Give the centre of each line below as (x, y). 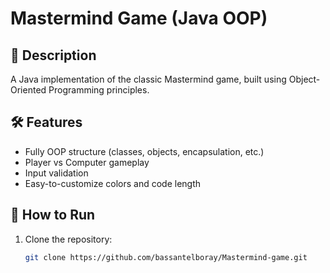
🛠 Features (46, 122)
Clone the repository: (68, 239)
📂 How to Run (53, 215)
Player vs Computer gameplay (87, 162)
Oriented (28, 90)
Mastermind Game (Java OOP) (139, 18)
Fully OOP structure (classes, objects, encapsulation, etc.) (144, 151)
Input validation (56, 173)
